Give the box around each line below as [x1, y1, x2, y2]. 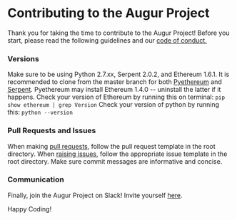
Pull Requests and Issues [7, 126, 96, 136]
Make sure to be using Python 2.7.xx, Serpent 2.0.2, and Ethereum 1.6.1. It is [7, 70, 230, 79]
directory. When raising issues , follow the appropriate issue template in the [7, 150, 228, 158]
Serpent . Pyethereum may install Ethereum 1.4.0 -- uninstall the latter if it [7, 85, 221, 94]
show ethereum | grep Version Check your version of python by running [7, 100, 220, 109]
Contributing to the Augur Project [7, 5, 210, 21]
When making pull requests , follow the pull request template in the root [7, 142, 216, 150]
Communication [7, 174, 64, 184]
